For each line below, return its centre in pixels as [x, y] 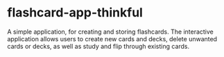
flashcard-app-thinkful [75, 13]
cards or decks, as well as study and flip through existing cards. [98, 46]
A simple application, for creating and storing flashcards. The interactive [110, 32]
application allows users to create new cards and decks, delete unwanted [112, 38]
